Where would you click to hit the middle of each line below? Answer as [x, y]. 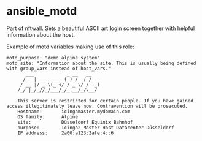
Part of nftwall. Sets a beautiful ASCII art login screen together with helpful [101, 28]
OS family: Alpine [48, 117]
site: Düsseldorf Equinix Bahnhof [75, 122]
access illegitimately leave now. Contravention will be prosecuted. [97, 106]
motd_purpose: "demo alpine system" [53, 58]
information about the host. [41, 34]
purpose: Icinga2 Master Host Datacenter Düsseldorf [96, 128]
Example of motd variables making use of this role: [71, 47]
